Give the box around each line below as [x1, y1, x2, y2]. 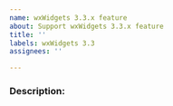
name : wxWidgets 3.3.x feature [9, 13, 128, 23]
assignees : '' [9, 47, 63, 56]
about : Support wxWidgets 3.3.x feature [9, 22, 165, 31]
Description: [9, 85, 65, 98]
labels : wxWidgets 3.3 [9, 38, 95, 48]
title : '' [9, 30, 47, 39]
